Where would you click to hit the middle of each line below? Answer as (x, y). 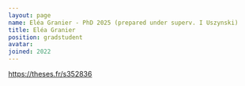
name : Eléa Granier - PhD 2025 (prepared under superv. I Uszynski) (123, 23)
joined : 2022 (30, 52)
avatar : (21, 45)
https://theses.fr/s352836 (50, 74)
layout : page (30, 15)
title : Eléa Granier (42, 30)
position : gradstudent (45, 37)
